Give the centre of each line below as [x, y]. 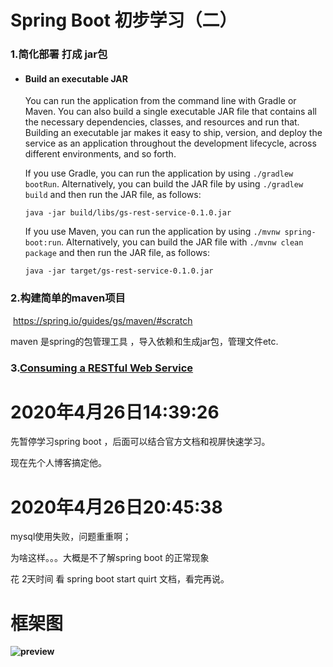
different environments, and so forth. [100, 154]
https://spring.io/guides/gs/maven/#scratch [102, 320]
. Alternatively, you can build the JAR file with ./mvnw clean [182, 242]
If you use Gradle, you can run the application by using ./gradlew [159, 173]
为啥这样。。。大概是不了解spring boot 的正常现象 [110, 558]
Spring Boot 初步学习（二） [124, 20]
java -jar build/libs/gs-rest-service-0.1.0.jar [128, 213]
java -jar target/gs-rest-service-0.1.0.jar [119, 271]
